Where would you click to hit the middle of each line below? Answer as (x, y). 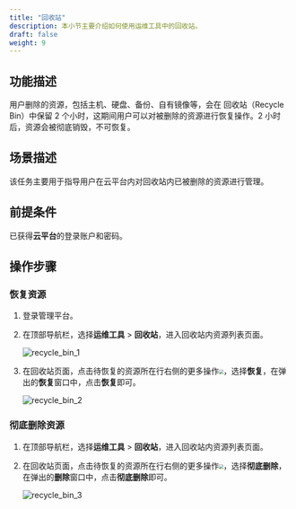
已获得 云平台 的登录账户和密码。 (68, 235)
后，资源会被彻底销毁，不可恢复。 (72, 127)
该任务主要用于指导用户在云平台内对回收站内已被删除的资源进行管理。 (139, 181)
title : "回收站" (38, 18)
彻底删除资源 (37, 426)
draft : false (34, 34)
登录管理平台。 (50, 316)
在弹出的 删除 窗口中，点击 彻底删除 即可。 (97, 477)
